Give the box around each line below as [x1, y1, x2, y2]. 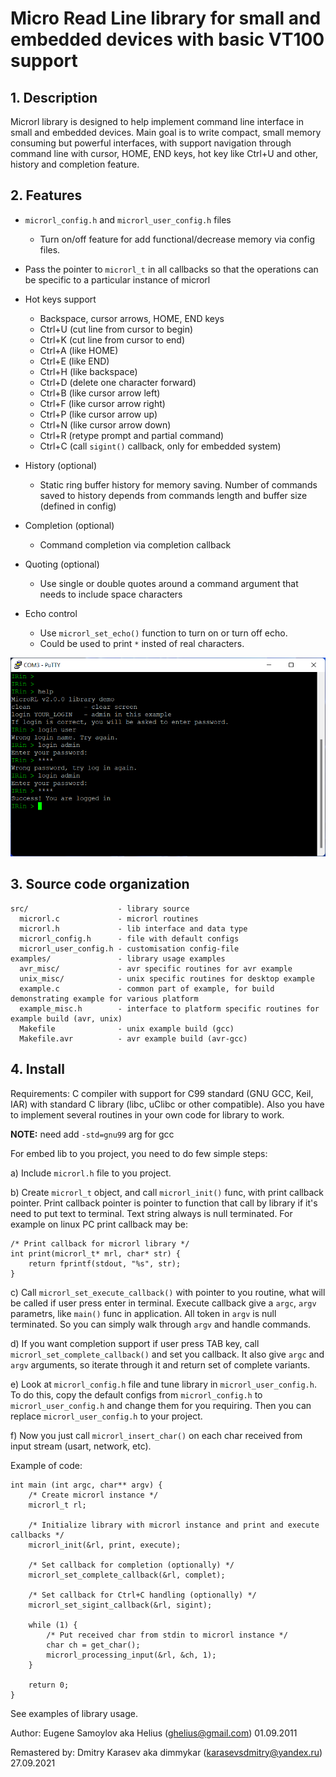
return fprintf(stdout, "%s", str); [28, 1258, 182, 1269]
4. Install [10, 1061, 65, 1078]
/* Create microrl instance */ [28, 1490, 159, 1500]
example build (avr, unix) [10, 1013, 123, 1024]
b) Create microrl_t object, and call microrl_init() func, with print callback [10, 1186, 324, 1198]
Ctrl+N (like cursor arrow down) [39, 418, 172, 431]
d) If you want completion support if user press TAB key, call [10, 1337, 260, 1349]
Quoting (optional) [24, 558, 100, 570]
